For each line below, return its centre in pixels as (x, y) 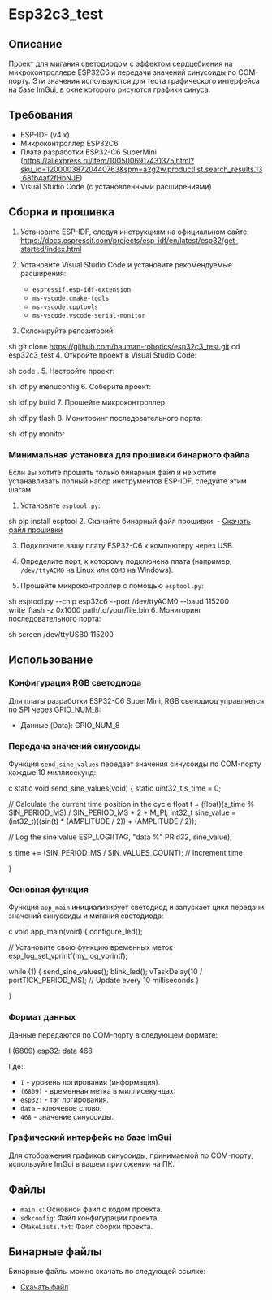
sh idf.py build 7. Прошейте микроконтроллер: (88, 402)
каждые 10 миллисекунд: (52, 772)
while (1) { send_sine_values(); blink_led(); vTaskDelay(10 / (106, 972)
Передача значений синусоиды (75, 746)
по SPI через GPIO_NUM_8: (55, 709)
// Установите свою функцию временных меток (91, 947)
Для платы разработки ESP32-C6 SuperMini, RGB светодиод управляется (136, 700)
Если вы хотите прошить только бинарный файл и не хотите (112, 472)
